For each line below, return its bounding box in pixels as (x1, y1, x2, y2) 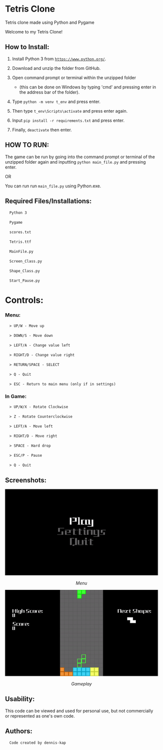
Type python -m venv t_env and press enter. (12, 99, 101, 104)
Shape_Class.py (9, 268, 40, 274)
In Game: (5, 393, 27, 400)
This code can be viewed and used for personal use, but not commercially (5, 708, 154, 714)
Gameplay (71, 681, 92, 686)
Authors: (5, 727, 33, 735)
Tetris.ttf (9, 239, 32, 245)
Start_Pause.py (9, 278, 40, 283)
